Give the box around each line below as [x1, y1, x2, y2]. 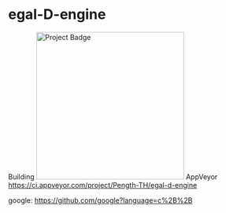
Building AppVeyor [8, 171, 218, 182]
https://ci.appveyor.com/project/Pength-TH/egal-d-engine [8, 180, 198, 189]
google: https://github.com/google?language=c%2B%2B [8, 195, 193, 205]
